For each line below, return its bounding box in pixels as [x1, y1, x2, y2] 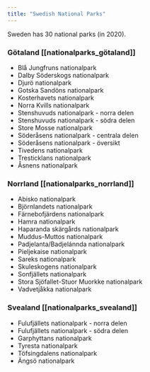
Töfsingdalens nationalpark [17, 349, 98, 357]
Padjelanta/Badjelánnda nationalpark [17, 240, 125, 248]
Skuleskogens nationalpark [17, 262, 97, 271]
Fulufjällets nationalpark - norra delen [17, 319, 127, 327]
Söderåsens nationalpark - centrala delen [17, 131, 139, 139]
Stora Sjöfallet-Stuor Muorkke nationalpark [17, 277, 143, 286]
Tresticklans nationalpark [17, 153, 91, 162]
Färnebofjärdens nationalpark [17, 210, 105, 219]
